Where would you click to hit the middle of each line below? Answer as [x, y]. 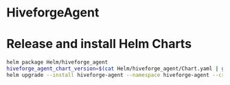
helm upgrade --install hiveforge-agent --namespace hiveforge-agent [108, 75]
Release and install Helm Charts [99, 44]
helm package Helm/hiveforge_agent [57, 62]
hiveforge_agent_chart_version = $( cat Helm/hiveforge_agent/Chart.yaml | [113, 69]
